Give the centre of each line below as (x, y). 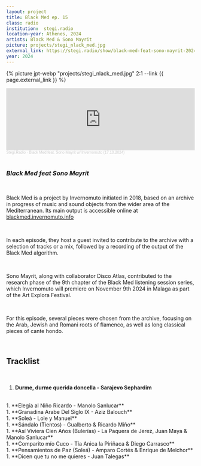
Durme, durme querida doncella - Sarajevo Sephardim (83, 388)
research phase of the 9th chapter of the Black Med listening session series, (100, 282)
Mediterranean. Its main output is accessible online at (72, 210)
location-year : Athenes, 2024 (44, 34)
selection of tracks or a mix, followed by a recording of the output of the (95, 246)
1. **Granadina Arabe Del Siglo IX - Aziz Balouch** (69, 411)
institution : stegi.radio (40, 28)
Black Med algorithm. (32, 253)
